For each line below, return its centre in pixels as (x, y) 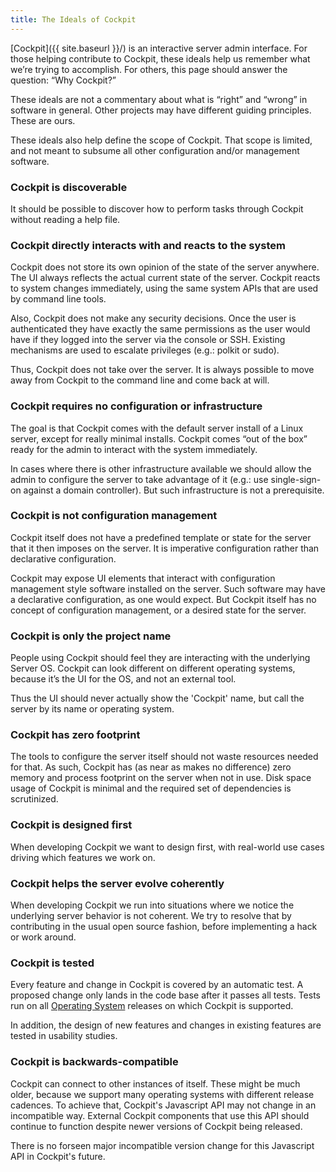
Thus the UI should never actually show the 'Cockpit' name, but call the (157, 698)
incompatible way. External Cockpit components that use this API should (160, 1115)
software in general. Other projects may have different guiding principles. (161, 110)
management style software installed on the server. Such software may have (168, 588)
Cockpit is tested (52, 963)
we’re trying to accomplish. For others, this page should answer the (149, 69)
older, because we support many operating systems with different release (162, 1094)
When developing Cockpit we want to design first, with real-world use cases (167, 847)
